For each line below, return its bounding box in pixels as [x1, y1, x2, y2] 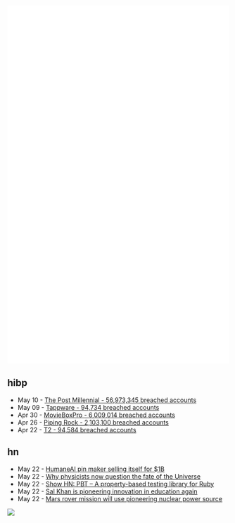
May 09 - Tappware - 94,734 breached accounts [17, 403, 160, 411]
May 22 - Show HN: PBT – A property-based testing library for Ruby [17, 479, 215, 488]
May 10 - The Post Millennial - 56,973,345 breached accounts [17, 396, 197, 404]
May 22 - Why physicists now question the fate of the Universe [17, 472, 201, 480]
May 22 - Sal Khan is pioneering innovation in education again [17, 487, 198, 496]
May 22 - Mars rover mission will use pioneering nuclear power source [17, 494, 223, 503]
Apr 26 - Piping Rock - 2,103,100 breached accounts [17, 418, 169, 427]
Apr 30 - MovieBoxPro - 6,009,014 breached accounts [17, 411, 176, 419]
